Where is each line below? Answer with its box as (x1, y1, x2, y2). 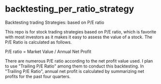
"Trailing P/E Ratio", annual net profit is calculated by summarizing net (5, 68, 145, 74)
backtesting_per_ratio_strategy (5, 3, 134, 15)
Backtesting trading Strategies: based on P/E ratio (5, 19, 104, 25)
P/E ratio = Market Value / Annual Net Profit (5, 49, 92, 54)
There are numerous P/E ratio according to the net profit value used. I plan (5, 58, 153, 64)
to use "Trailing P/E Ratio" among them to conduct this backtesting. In (5, 63, 144, 69)
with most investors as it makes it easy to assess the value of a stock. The (5, 34, 152, 40)
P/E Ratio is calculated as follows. (5, 39, 72, 45)
